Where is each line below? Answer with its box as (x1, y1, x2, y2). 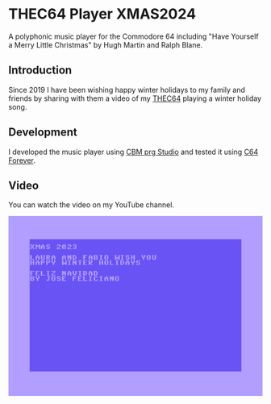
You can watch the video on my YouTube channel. (8, 200, 175, 210)
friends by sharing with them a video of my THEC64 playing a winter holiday (8, 94, 262, 103)
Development (8, 126, 78, 140)
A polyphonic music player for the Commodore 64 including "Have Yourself (8, 31, 260, 41)
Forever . (8, 155, 36, 165)
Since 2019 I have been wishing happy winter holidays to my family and (8, 85, 246, 94)
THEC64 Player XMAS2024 (8, 5, 196, 23)
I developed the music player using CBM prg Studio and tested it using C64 (8, 147, 259, 156)
